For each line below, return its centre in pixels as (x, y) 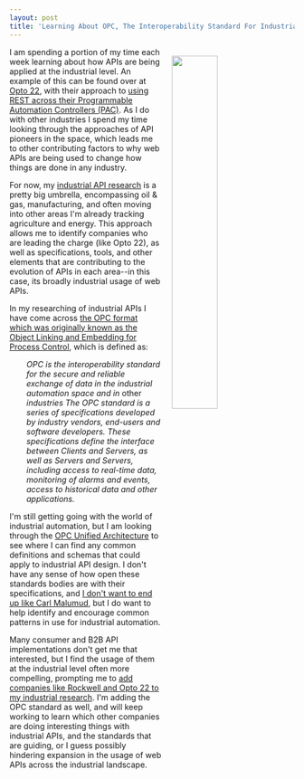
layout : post (34, 18)
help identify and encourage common (79, 613)
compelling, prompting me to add (71, 678)
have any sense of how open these (75, 574)
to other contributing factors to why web (85, 148)
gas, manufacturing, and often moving (81, 204)
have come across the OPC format (74, 318)
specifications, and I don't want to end (81, 593)
